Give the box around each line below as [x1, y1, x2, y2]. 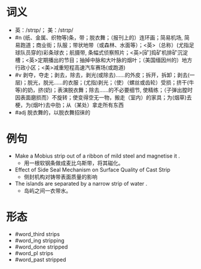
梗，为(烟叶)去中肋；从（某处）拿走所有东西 [14, 101, 124, 108]
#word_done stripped [14, 243, 68, 250]
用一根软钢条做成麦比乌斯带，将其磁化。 [23, 159, 124, 167]
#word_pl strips [14, 249, 54, 256]
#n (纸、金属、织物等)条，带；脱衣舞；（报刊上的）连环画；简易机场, [14, 34, 184, 41]
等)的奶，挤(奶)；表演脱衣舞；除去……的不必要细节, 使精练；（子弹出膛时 [14, 86, 193, 93]
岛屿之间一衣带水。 [23, 187, 72, 194]
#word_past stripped [14, 256, 66, 263]
